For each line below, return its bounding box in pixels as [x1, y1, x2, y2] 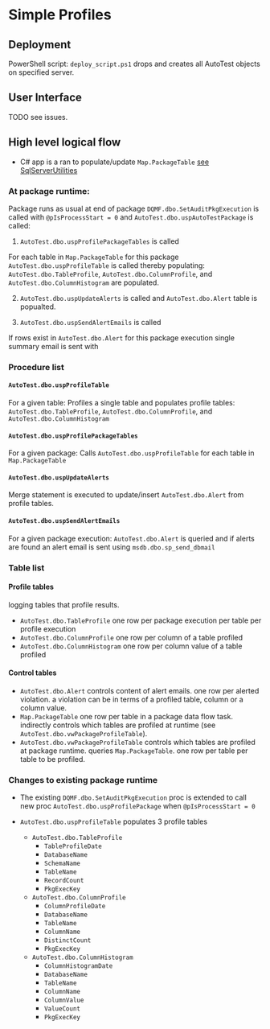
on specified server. [8, 68, 75, 77]
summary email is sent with [8, 341, 99, 351]
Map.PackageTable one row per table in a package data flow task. [19, 711, 233, 721]
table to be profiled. [19, 754, 86, 764]
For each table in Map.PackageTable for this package [8, 252, 179, 261]
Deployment [8, 38, 72, 51]
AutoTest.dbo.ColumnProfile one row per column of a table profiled [19, 632, 243, 642]
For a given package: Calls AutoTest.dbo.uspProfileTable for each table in [8, 448, 255, 458]
